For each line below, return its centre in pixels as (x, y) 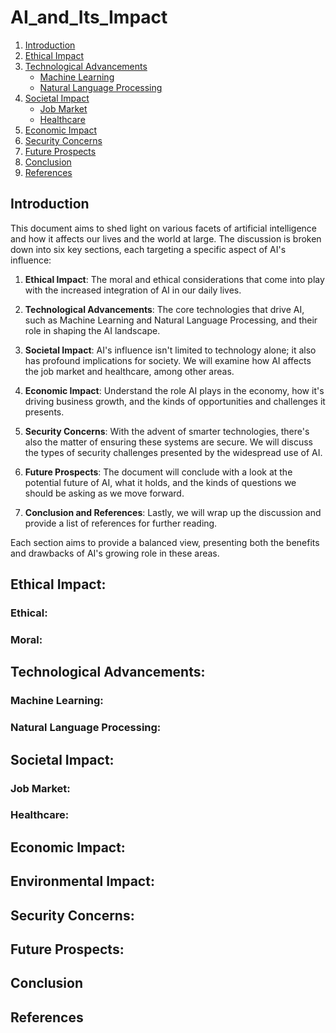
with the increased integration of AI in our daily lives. (133, 290)
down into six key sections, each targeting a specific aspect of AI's (148, 249)
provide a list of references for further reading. (121, 523)
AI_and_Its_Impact (89, 17)
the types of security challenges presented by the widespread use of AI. (173, 452)
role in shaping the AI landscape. (92, 330)
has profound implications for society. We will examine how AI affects (168, 360)
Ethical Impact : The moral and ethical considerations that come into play (174, 279)
